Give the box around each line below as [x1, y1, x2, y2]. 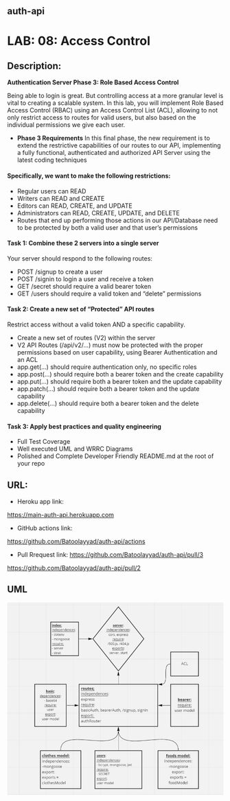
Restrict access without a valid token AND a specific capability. [7, 320, 185, 328]
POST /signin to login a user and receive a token [16, 274, 154, 283]
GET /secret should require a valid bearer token [16, 282, 152, 290]
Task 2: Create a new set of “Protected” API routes [7, 305, 154, 313]
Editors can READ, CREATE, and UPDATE [16, 202, 133, 210]
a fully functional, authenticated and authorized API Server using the [16, 149, 211, 157]
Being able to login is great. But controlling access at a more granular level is [7, 92, 224, 100]
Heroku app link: [16, 497, 64, 506]
